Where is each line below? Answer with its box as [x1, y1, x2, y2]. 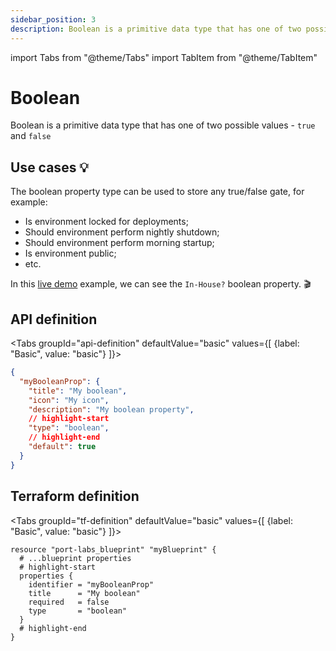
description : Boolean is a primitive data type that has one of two [10, 24, 302, 34]
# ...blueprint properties [19, 553, 132, 563]
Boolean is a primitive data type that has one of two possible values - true [10, 119, 316, 131]
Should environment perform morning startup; [24, 237, 215, 249]
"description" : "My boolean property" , [28, 404, 195, 415]
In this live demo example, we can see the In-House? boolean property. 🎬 [10, 278, 312, 290]
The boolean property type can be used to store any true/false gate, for [10, 186, 305, 198]
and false [10, 130, 52, 142]
